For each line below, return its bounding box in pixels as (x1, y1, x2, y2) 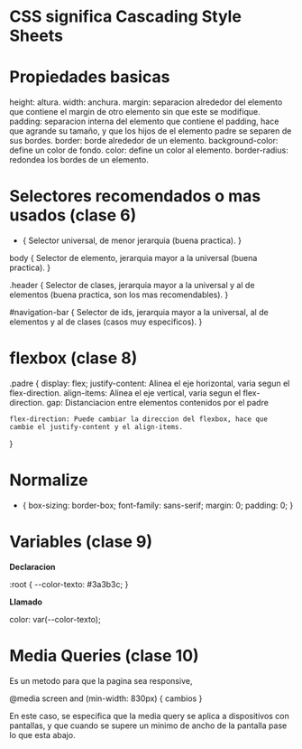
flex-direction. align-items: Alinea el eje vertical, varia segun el (9, 388, 242, 398)
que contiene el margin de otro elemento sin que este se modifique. (9, 107, 261, 117)
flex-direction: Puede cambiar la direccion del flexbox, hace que (9, 415, 269, 424)
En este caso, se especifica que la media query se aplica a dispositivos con (9, 710, 290, 721)
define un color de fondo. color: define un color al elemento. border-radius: (9, 145, 288, 155)
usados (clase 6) (9, 205, 137, 226)
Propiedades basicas (9, 67, 170, 88)
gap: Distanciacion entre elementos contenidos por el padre (46, 398, 269, 407)
